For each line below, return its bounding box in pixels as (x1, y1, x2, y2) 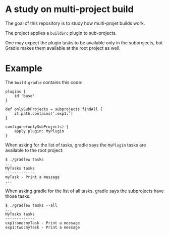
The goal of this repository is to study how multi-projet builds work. (5, 20, 145, 26)
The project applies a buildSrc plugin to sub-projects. (5, 30, 117, 36)
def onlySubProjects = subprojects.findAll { (5, 107, 102, 112)
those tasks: (5, 193, 31, 199)
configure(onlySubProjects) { (5, 124, 69, 129)
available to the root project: (5, 147, 64, 153)
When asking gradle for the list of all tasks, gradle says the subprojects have (5, 188, 164, 194)
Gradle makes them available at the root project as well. (5, 45, 121, 51)
